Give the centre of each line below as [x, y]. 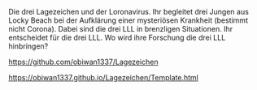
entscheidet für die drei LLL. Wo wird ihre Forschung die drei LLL [117, 37]
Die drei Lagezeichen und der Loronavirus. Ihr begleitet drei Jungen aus [129, 12]
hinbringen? [28, 46]
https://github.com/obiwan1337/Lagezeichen [83, 62]
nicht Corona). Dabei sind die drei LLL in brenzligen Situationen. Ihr [121, 29]
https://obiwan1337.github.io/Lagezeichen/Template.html [104, 77]
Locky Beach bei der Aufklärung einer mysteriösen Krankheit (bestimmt [128, 20]
